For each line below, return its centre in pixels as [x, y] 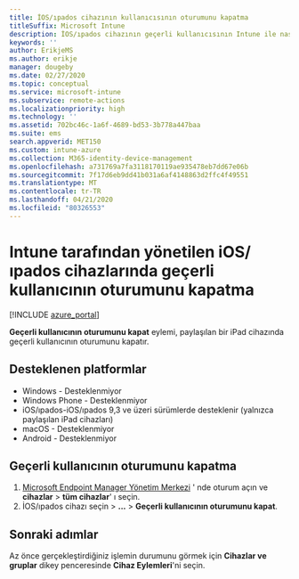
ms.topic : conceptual [49, 84]
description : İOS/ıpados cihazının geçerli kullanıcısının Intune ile [143, 34]
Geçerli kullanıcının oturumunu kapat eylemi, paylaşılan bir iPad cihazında [147, 331]
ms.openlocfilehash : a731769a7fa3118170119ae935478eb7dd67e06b [129, 167]
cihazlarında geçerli [139, 270]
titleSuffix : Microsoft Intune [67, 26]
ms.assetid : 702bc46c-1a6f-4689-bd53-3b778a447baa [105, 126]
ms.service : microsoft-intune [65, 92]
